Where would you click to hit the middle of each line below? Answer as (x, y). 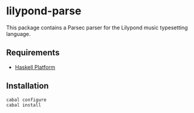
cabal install (24, 105)
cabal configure (26, 100)
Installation (27, 86)
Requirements (33, 53)
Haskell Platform (35, 67)
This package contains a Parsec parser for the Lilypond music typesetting (97, 28)
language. (19, 33)
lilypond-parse (44, 11)
